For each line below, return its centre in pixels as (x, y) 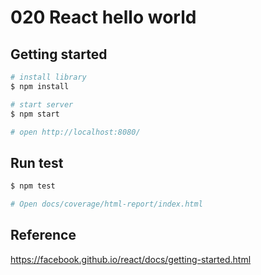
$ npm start (35, 114)
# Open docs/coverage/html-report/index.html (106, 204)
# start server (42, 104)
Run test (37, 162)
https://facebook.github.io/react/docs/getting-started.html (131, 259)
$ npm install (40, 86)
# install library (48, 77)
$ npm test (33, 186)
